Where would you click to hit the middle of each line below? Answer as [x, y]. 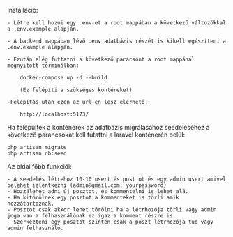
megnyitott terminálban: [43, 66]
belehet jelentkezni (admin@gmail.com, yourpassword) [87, 185]
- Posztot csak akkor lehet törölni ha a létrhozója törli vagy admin [112, 210]
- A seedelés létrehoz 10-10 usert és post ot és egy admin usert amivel [117, 179]
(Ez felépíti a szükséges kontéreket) [76, 90]
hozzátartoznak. [31, 204]
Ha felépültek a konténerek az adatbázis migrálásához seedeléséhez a [108, 127]
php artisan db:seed [37, 153]
